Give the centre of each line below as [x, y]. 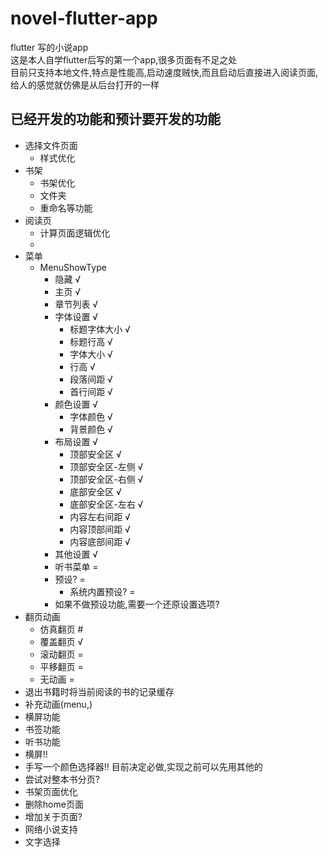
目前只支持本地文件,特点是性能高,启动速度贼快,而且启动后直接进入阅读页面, [164, 72]
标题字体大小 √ [100, 329]
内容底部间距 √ [100, 541]
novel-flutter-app [84, 18]
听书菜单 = [76, 566]
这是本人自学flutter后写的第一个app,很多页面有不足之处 [124, 59]
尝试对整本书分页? [62, 779]
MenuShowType [73, 267]
